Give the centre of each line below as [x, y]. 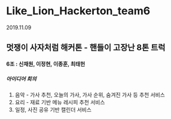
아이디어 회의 [22, 79]
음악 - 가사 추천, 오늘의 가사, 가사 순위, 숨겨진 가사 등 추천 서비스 [90, 95]
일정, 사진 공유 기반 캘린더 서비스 [53, 109]
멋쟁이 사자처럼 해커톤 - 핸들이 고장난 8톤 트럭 [86, 48]
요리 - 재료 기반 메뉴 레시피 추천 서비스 [60, 102]
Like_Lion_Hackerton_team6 [78, 11]
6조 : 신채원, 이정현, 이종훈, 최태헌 [46, 64]
